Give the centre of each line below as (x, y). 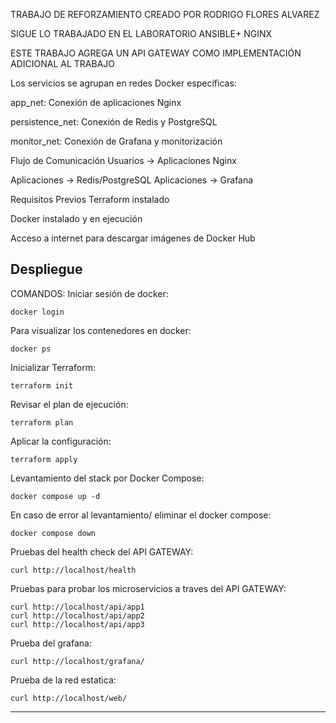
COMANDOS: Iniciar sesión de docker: (89, 293)
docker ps (31, 349)
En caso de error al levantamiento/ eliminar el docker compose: (141, 515)
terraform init (42, 385)
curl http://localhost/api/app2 (77, 615)
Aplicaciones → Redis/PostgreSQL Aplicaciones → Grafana (132, 180)
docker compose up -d (55, 496)
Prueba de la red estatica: (63, 680)
